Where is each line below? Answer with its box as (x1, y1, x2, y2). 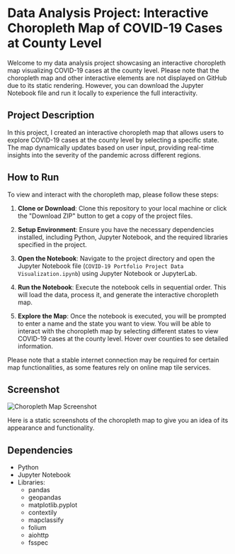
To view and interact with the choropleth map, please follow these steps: (7, 190, 219, 199)
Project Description (7, 109, 95, 121)
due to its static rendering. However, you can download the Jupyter (7, 81, 204, 89)
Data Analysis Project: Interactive (7, 5, 209, 21)
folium (28, 523, 47, 532)
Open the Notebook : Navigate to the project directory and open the (17, 254, 215, 262)
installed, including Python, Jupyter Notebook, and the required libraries (17, 233, 229, 241)
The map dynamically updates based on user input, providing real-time (7, 143, 214, 152)
